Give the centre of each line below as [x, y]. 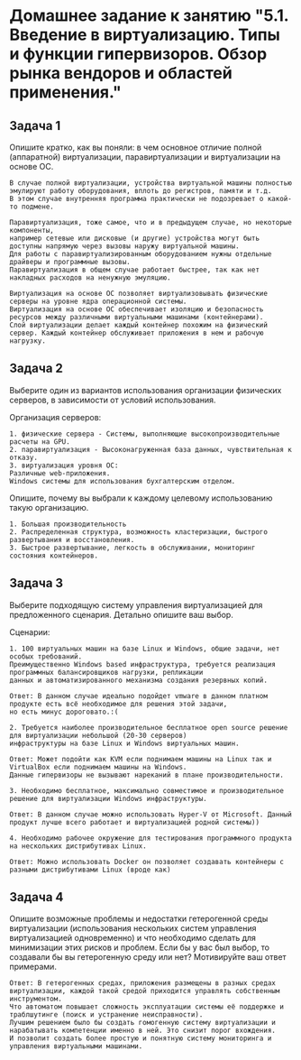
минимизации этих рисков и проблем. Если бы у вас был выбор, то [140, 947]
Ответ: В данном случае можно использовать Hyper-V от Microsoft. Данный [151, 814]
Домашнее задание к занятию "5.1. [149, 16]
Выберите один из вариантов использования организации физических [146, 390]
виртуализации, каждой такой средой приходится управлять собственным [145, 991]
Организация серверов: [55, 417]
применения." [65, 92]
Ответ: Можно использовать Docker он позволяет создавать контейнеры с [146, 862]
